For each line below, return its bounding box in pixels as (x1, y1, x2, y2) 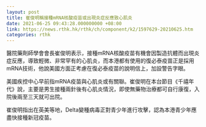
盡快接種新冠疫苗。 (6, 114, 55, 121)
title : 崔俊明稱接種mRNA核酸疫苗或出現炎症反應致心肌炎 (6, 15, 133, 21)
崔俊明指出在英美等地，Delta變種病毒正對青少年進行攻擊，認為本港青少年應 (6, 106, 197, 114)
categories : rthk (6, 32, 51, 38)
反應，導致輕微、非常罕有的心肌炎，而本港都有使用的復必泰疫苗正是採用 (11, 57, 194, 64)
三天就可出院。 (27, 93, 66, 101)
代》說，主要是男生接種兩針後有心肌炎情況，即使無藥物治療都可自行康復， (6, 85, 194, 93)
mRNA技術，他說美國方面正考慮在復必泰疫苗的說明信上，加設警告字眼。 (6, 65, 189, 72)
